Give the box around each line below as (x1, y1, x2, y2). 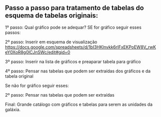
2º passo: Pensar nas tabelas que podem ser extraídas (5, 92, 115, 98)
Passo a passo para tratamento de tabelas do (5, 4, 144, 12)
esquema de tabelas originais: (5, 12, 98, 20)
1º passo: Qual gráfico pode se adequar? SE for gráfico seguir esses (5, 24, 142, 30)
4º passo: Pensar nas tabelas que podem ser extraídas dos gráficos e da (5, 68, 151, 74)
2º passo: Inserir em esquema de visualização (5, 39, 97, 45)
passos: (5, 29, 21, 35)
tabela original (5, 73, 34, 79)
